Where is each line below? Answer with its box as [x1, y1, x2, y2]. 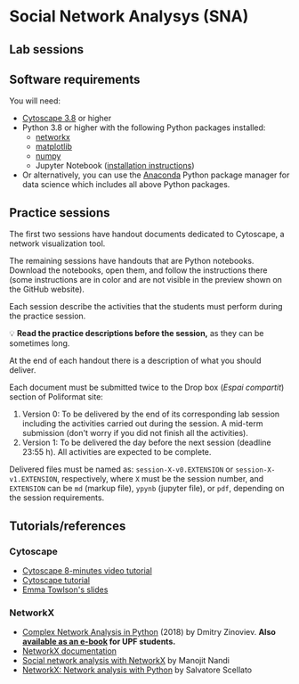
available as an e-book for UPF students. [21, 636, 176, 647]
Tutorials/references [9, 518, 126, 533]
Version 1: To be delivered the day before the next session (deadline [21, 437, 271, 448]
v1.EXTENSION [9, 475, 58, 484]
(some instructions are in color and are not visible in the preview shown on [9, 275, 283, 285]
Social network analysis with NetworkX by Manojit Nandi [21, 655, 230, 666]
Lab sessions [9, 42, 85, 57]
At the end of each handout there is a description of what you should [9, 355, 262, 367]
